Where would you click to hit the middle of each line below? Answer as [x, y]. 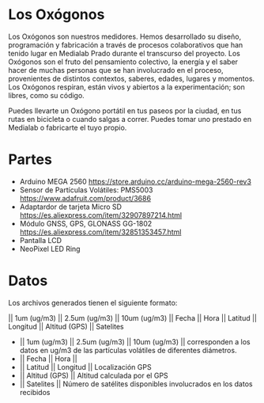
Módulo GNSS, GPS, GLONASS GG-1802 [86, 223]
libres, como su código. [46, 95]
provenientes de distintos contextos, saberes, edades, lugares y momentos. [132, 78]
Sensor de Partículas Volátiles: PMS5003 [86, 190]
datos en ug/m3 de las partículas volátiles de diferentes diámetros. [128, 350]
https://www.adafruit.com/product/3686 [85, 198]
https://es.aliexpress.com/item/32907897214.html [101, 215]
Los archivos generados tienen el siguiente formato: [93, 302]
